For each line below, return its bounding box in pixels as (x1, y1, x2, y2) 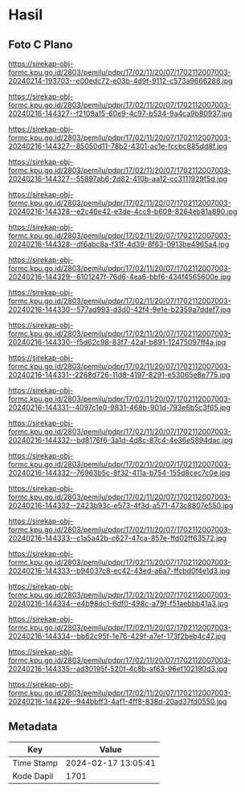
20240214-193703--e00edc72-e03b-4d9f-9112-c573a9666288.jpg (8, 76, 233, 85)
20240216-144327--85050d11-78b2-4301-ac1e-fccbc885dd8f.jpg (8, 142, 227, 150)
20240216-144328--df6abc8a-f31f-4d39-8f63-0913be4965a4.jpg (8, 240, 230, 248)
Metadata (8, 720, 58, 733)
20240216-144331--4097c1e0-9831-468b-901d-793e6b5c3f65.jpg (8, 403, 231, 412)
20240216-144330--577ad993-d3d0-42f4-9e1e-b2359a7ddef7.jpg (8, 305, 231, 314)
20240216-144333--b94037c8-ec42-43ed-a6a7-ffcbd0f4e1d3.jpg (8, 566, 231, 576)
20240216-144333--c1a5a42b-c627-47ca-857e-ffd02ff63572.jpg (8, 533, 227, 543)
